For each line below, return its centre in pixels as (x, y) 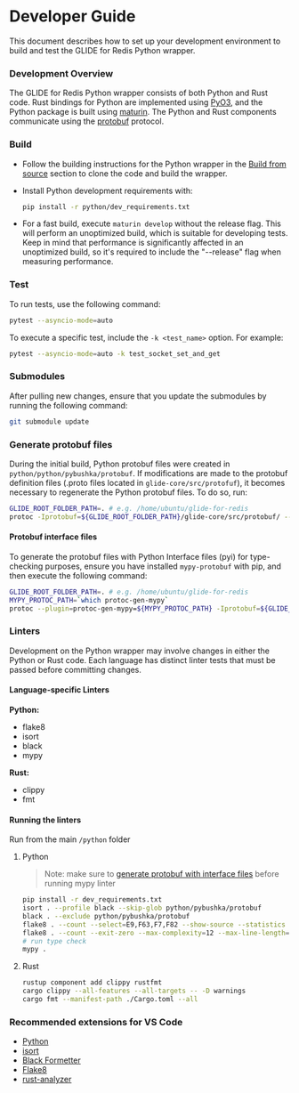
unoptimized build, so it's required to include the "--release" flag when (152, 252)
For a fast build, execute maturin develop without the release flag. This (152, 223)
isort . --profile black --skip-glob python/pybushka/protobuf (142, 908)
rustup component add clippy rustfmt (92, 983)
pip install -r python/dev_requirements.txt (106, 206)
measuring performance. (68, 262)
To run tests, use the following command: (85, 304)
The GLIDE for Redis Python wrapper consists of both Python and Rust (139, 93)
